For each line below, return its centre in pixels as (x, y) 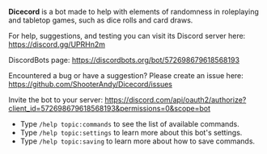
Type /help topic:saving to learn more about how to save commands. (138, 141)
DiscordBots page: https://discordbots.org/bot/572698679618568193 (124, 60)
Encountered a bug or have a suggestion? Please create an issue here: (126, 75)
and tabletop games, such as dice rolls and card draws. (101, 20)
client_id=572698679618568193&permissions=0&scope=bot (110, 108)
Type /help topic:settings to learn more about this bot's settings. (131, 133)
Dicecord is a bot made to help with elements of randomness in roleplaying (133, 12)
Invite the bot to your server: (56, 100)
